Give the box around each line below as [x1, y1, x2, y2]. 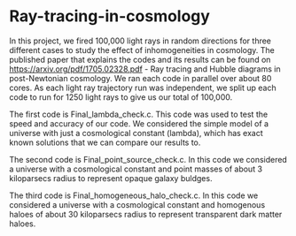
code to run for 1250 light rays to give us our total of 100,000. [9, 91, 233, 103]
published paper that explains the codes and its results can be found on [9, 54, 271, 65]
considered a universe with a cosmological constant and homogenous [9, 199, 266, 209]
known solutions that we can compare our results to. [9, 137, 201, 148]
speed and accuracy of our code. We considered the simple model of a [9, 118, 269, 129]
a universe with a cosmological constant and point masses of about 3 [9, 164, 263, 174]
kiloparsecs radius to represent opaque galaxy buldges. [9, 172, 213, 183]
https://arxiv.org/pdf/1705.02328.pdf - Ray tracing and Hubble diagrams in [9, 64, 281, 74]
